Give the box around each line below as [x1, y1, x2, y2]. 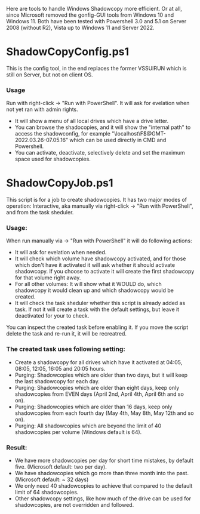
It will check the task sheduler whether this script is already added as [14, 300, 186, 307]
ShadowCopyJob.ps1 [6, 176, 113, 190]
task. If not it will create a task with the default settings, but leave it [14, 306, 180, 313]
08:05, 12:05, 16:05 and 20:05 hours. [14, 365, 106, 372]
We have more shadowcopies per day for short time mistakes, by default [14, 457, 194, 464]
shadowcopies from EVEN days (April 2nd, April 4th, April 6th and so [14, 390, 184, 398]
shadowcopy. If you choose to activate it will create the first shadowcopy [14, 268, 195, 275]
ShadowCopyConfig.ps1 [6, 45, 130, 59]
